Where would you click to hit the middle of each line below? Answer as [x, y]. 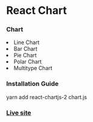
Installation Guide [32, 84]
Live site [19, 112]
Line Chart [27, 42]
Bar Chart [26, 49]
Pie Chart [25, 56]
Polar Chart [28, 62]
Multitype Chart [33, 68]
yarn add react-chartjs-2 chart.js [46, 97]
